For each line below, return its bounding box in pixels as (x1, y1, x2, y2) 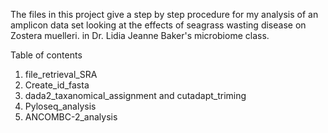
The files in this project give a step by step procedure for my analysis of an (10, 9, 319, 20)
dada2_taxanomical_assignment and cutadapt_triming (24, 90, 247, 101)
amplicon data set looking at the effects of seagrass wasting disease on (10, 19, 307, 31)
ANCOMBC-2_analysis (24, 111, 118, 123)
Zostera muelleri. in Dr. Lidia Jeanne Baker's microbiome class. (10, 30, 270, 41)
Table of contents (10, 49, 83, 61)
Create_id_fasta (24, 79, 90, 91)
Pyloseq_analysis (24, 100, 97, 112)
